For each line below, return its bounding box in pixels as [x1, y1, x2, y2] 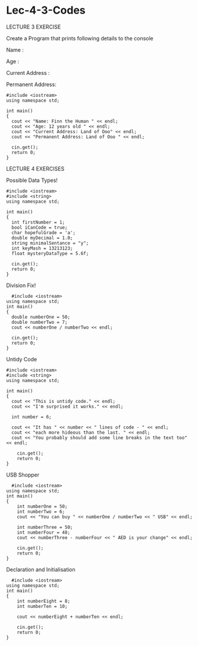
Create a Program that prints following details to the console [6, 34, 153, 42]
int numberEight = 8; [17, 598, 70, 604]
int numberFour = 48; [17, 530, 70, 535]
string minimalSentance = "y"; [11, 240, 89, 246]
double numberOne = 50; [11, 314, 70, 320]
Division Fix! [6, 282, 36, 289]
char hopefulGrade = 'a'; [11, 229, 76, 235]
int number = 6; [11, 414, 52, 420]
